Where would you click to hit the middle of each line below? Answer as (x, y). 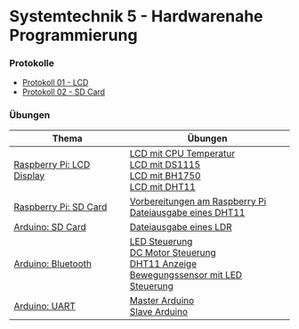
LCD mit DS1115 (165, 164)
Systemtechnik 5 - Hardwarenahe (137, 16)
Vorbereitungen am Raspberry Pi (198, 201)
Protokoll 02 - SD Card (63, 92)
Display (29, 176)
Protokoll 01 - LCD (55, 83)
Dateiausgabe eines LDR (181, 226)
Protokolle (32, 63)
